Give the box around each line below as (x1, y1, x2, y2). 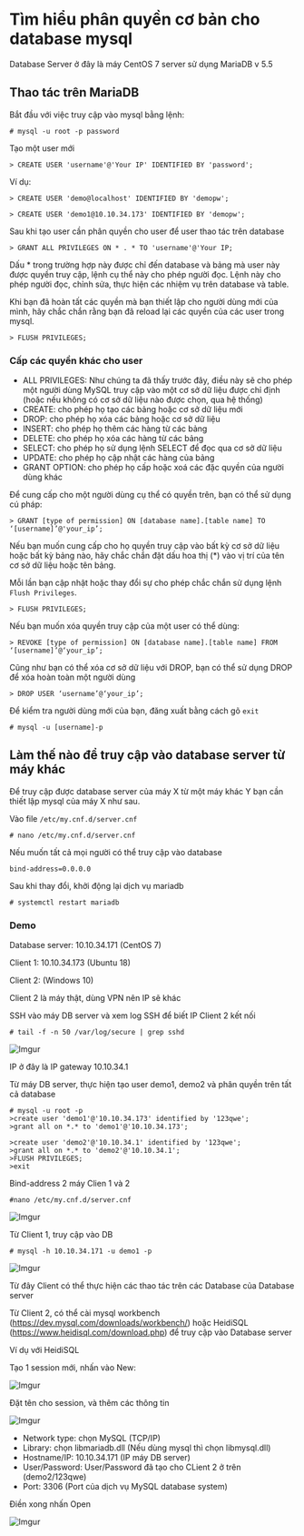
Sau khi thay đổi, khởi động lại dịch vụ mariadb (9, 880, 184, 891)
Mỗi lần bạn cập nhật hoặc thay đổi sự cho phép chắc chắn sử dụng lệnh (9, 578, 282, 589)
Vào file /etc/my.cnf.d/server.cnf (9, 813, 138, 824)
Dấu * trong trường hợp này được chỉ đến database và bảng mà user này (9, 259, 280, 270)
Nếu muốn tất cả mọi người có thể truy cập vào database (9, 846, 222, 857)
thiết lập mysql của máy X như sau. (9, 795, 141, 806)
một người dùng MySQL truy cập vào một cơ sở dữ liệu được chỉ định (22, 385, 281, 396)
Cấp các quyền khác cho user (9, 354, 143, 367)
